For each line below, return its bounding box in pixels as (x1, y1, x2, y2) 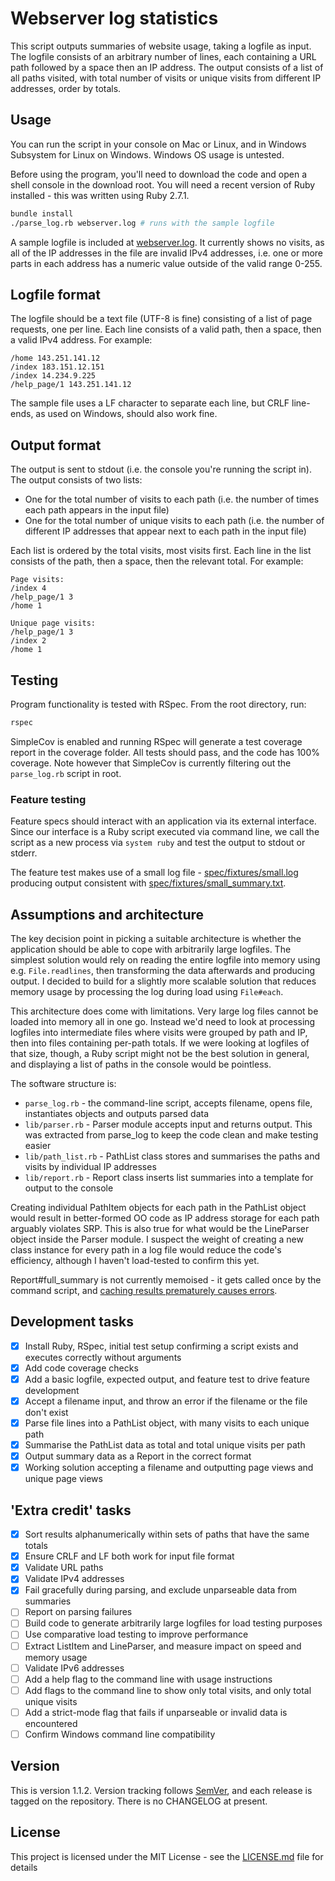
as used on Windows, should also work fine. (35, 408, 218, 420)
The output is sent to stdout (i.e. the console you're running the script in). (10, 463, 312, 476)
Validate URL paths (24, 1562, 104, 1574)
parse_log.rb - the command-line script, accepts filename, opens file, (24, 1097, 313, 1109)
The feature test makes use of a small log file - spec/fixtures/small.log (10, 867, 299, 879)
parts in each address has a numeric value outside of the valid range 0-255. (10, 257, 323, 269)
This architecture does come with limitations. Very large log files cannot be (10, 1005, 319, 1017)
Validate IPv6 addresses (24, 1662, 125, 1674)
